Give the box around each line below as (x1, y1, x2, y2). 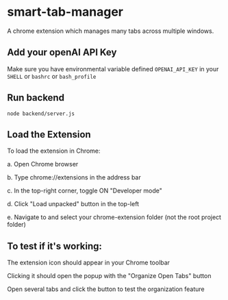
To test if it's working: (7, 240, 103, 252)
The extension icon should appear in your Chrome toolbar (7, 258, 170, 267)
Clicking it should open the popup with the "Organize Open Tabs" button (7, 272, 212, 280)
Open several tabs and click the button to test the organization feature (7, 285, 205, 293)
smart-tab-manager (7, 4, 123, 20)
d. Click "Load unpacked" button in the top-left (7, 200, 139, 208)
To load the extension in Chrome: (7, 147, 101, 155)
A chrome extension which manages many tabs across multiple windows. (7, 27, 214, 35)
